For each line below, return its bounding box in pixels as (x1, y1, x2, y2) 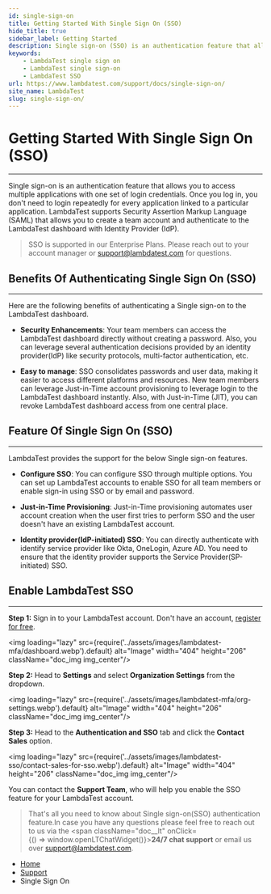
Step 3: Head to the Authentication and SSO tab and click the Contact (8, 727, 244, 737)
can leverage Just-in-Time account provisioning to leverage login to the (19, 383, 258, 393)
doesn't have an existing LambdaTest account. (19, 519, 175, 528)
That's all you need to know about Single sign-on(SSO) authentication (27, 808, 261, 818)
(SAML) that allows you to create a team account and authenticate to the (8, 215, 250, 225)
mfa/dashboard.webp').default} (8, 646, 113, 655)
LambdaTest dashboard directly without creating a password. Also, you (19, 333, 256, 343)
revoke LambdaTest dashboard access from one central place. (19, 401, 228, 410)
